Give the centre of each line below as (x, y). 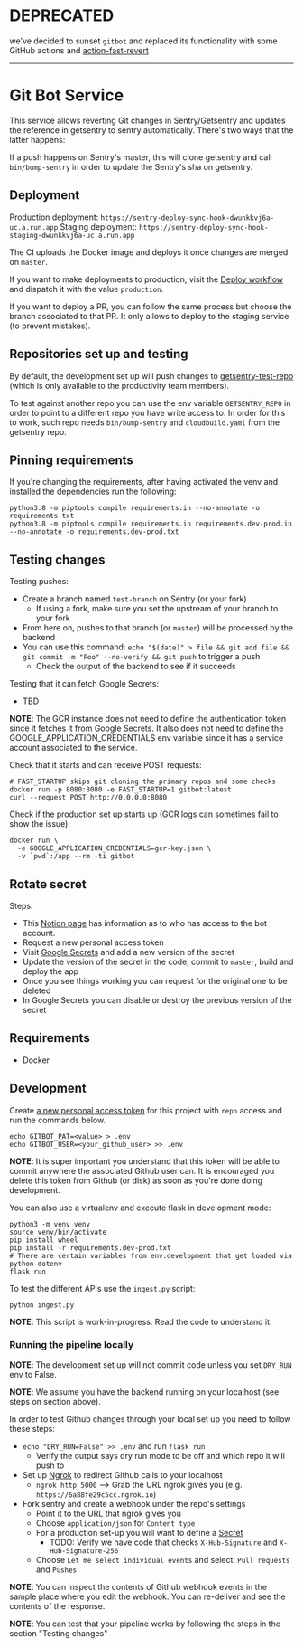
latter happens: (37, 139)
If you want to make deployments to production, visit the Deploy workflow (147, 279)
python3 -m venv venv (50, 1224)
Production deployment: (54, 217)
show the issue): (40, 824)
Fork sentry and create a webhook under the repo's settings (134, 1503)
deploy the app (50, 971)
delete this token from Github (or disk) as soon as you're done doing (136, 1180)
